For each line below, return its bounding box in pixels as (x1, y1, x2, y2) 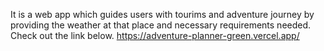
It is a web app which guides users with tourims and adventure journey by (10, 9, 315, 20)
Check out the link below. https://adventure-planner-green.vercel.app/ (10, 30, 300, 41)
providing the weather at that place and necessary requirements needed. (10, 19, 312, 31)
